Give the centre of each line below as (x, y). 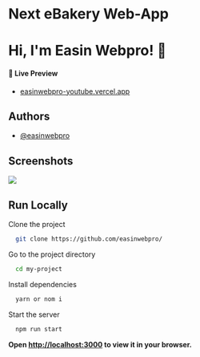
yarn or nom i (39, 299)
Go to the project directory (52, 254)
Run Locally (38, 205)
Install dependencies (43, 284)
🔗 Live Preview (33, 73)
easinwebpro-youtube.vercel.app (75, 91)
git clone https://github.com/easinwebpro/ (89, 239)
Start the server (34, 314)
